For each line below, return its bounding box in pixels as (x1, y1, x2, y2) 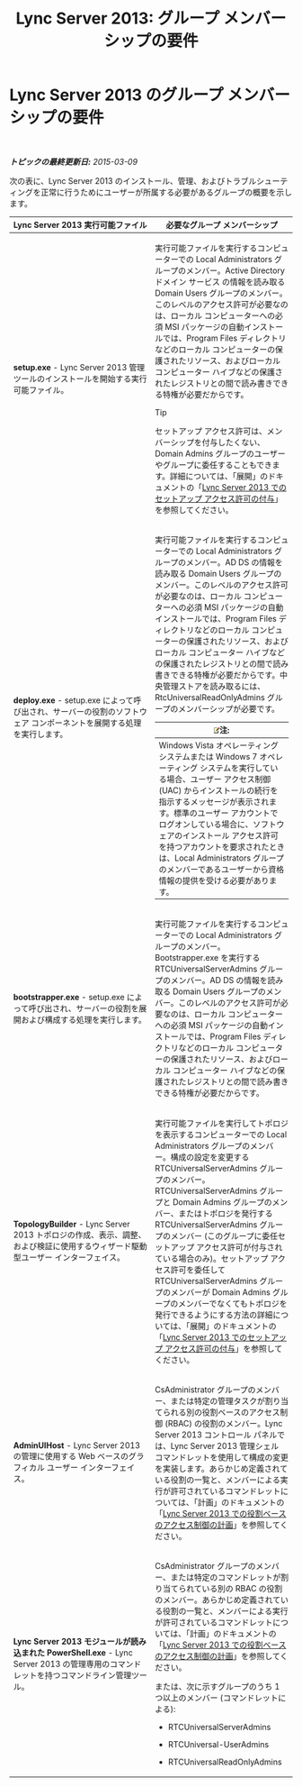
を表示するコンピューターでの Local (155, 1128, 288, 1140)
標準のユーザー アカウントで (173, 807, 279, 818)
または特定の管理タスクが (170, 1395, 265, 1406)
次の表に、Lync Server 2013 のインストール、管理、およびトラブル (9, 175, 257, 186)
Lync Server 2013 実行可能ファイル (13, 220, 147, 231)
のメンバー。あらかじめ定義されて (155, 1594, 281, 1605)
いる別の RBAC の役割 (201, 1583, 283, 1594)
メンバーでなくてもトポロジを (178, 1298, 288, 1308)
